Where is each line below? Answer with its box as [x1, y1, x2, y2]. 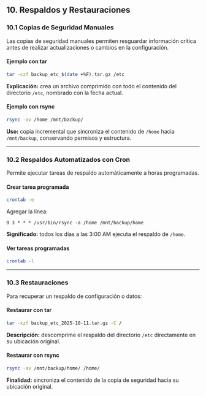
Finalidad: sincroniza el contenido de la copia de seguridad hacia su [6, 376, 179, 384]
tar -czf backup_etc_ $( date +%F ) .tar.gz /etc [6, 71, 124, 77]
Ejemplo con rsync [6, 103, 55, 110]
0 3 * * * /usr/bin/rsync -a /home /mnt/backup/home [6, 220, 144, 226]
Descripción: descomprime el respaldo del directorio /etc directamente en [6, 331, 196, 338]
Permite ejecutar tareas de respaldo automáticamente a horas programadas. [6, 169, 199, 177]
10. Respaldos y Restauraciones [6, 5, 131, 15]
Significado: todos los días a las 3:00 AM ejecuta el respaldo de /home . [6, 230, 186, 238]
